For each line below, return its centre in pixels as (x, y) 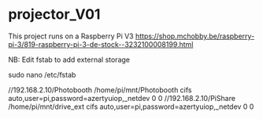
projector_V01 (54, 14)
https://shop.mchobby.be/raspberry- (195, 36)
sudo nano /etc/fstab (42, 74)
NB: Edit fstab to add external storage (69, 59)
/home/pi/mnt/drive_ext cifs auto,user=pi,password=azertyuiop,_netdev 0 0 (131, 106)
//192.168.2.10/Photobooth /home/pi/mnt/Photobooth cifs (100, 90)
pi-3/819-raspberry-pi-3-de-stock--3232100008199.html (101, 44)
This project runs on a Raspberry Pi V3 (71, 36)
